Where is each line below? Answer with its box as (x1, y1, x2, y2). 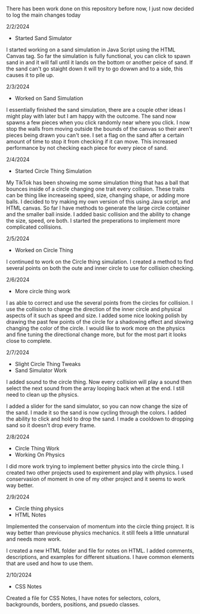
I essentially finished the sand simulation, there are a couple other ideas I (6, 106, 186, 113)
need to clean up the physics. (6, 391, 79, 398)
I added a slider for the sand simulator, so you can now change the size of (6, 403, 188, 410)
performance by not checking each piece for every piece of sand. (6, 145, 168, 151)
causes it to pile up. (6, 72, 55, 78)
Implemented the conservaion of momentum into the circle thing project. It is (6, 523, 195, 530)
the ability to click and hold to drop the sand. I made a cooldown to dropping (6, 415, 194, 422)
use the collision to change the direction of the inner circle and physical (6, 306, 182, 312)
